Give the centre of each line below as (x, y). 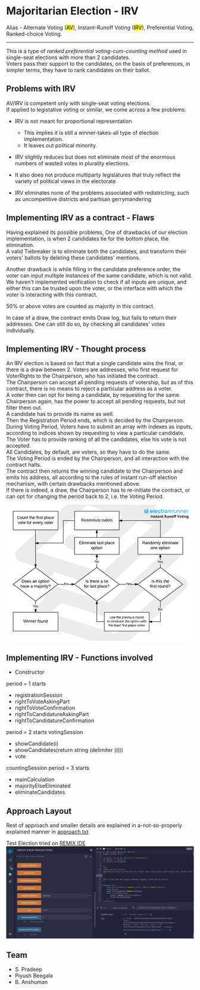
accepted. (18, 446)
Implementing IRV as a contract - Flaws (80, 218)
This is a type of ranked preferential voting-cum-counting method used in (97, 51)
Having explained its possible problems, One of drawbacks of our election (97, 232)
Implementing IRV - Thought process (76, 349)
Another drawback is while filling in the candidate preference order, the (93, 269)
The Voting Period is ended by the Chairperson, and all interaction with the (98, 458)
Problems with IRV (41, 89)
